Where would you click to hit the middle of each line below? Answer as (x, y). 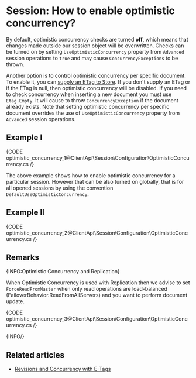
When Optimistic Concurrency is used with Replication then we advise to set (98, 283)
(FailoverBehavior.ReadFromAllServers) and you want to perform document (97, 295)
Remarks (23, 257)
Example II (25, 213)
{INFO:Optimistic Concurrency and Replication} (63, 272)
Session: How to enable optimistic (91, 11)
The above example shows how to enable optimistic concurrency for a (91, 175)
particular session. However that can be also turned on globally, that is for (95, 181)
